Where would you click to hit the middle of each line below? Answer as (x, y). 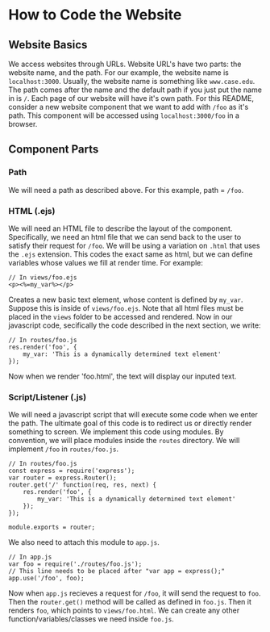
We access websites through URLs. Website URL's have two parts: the (125, 64)
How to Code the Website (95, 15)
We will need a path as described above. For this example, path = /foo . (126, 190)
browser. (23, 124)
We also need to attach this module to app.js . (84, 542)
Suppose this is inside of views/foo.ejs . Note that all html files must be (126, 308)
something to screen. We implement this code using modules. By (116, 432)
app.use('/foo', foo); (46, 579)
